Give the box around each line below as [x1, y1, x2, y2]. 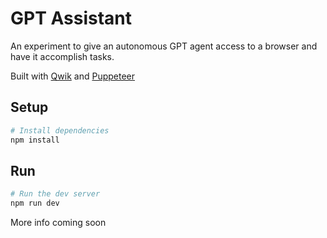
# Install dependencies [10, 125, 110, 136]
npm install [10, 135, 60, 145]
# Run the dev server [10, 189, 101, 199]
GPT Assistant [10, 7, 133, 30]
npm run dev [10, 198, 60, 209]
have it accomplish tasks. [10, 50, 115, 62]
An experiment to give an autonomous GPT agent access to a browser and [10, 40, 318, 52]
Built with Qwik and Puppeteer [10, 70, 136, 82]
